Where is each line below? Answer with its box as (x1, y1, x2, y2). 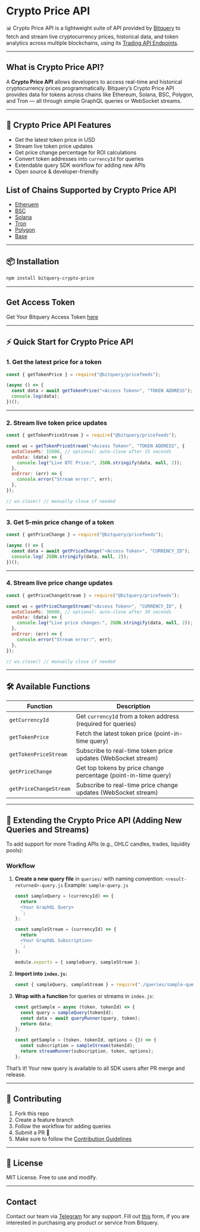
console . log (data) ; (11, 394, 60, 400)
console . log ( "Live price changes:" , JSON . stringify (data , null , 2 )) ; (17, 620, 193, 626)
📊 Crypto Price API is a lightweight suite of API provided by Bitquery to (6, 24, 181, 31)
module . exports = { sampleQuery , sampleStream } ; (14, 959, 141, 965)
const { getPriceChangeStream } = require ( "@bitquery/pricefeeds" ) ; (6, 592, 180, 599)
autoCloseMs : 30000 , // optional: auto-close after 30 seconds (11, 609, 171, 615)
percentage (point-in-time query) (76, 771, 171, 780)
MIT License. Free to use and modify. (6, 1174, 98, 1181)
